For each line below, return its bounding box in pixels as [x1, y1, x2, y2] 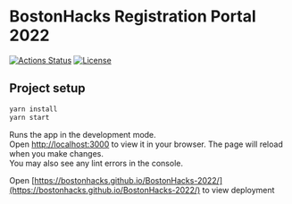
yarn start [9, 113, 50, 122]
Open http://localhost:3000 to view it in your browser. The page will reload [9, 139, 283, 149]
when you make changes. [9, 148, 104, 158]
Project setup [9, 81, 87, 96]
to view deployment [202, 184, 275, 195]
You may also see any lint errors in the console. [9, 157, 183, 168]
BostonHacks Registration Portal [9, 6, 256, 27]
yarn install [9, 105, 58, 114]
